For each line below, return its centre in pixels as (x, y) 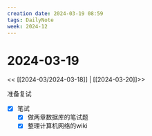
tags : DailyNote (30, 20)
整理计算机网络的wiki (57, 126)
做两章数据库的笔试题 (58, 117)
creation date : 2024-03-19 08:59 (55, 13)
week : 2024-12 (28, 26)
